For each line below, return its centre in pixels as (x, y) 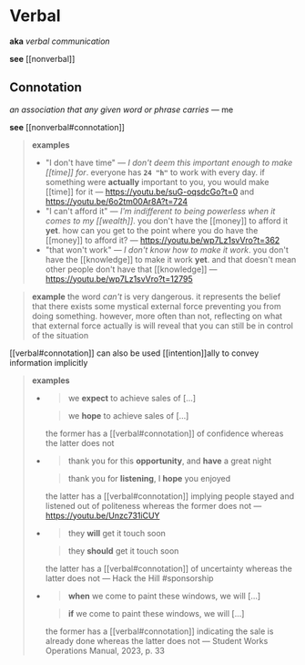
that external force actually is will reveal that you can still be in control (163, 326)
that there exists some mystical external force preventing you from (156, 306)
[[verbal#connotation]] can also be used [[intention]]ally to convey (134, 353)
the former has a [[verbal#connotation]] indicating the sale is (159, 631)
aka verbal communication (60, 41)
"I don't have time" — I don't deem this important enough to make (169, 162)
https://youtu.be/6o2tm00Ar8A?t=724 (117, 201)
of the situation (60, 335)
